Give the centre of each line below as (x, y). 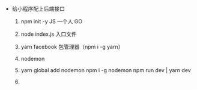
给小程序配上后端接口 (38, 9)
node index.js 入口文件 (49, 34)
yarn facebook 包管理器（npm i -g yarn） (72, 47)
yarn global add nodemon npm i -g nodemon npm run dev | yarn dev (106, 70)
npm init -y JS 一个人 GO (52, 21)
